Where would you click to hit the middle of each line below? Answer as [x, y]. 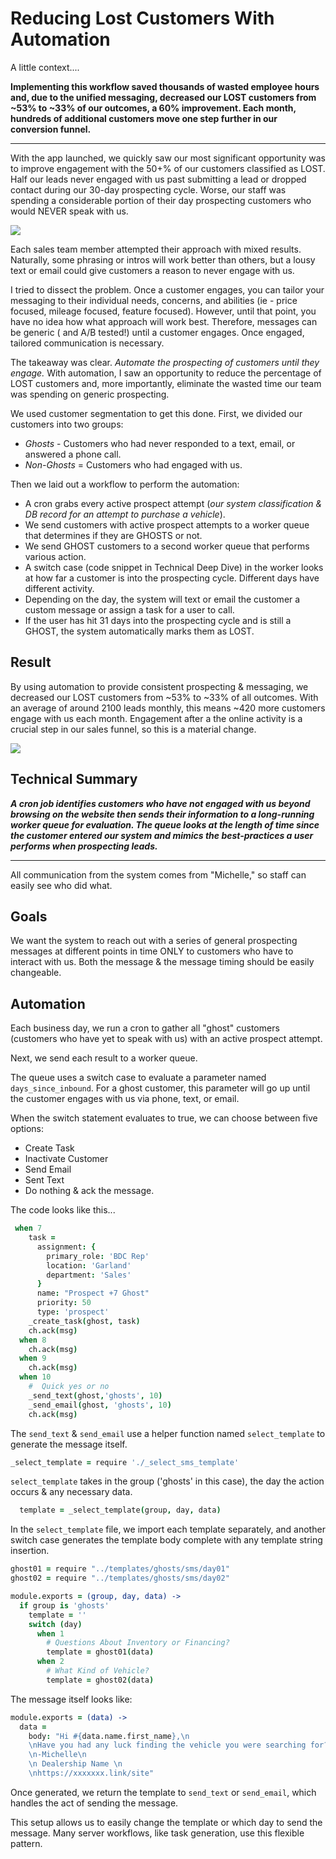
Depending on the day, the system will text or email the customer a [162, 599]
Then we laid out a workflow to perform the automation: [125, 484]
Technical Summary [74, 779]
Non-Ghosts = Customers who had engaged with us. [133, 464]
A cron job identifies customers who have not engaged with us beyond [160, 803]
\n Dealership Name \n [75, 1764]
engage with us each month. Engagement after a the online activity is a [156, 718]
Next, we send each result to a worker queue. [104, 1058]
